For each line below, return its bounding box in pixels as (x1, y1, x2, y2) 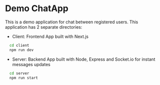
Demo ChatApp (5, 3, 69, 14)
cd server (9, 71, 29, 76)
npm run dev (9, 47, 34, 52)
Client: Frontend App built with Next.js (12, 34, 89, 39)
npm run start (9, 75, 38, 80)
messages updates (12, 61, 51, 67)
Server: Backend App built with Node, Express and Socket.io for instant (12, 56, 156, 62)
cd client (9, 43, 29, 48)
